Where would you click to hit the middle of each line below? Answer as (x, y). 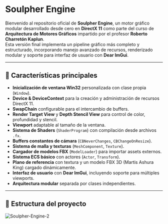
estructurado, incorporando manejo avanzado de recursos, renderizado (79, 50)
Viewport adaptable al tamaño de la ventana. (59, 125)
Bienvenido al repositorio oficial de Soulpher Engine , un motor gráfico (77, 23)
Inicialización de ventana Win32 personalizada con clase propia (79, 87)
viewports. (23, 178)
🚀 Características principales (51, 75)
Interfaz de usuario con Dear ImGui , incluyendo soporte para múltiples (86, 173)
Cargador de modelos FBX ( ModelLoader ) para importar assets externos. (87, 151)
